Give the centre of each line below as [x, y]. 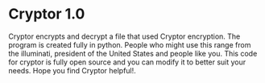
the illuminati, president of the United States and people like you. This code [133, 53]
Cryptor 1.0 [47, 14]
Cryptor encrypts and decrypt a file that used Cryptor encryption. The [124, 36]
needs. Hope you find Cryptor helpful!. [72, 70]
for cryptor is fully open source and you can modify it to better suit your [127, 62]
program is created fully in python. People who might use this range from [130, 44]
